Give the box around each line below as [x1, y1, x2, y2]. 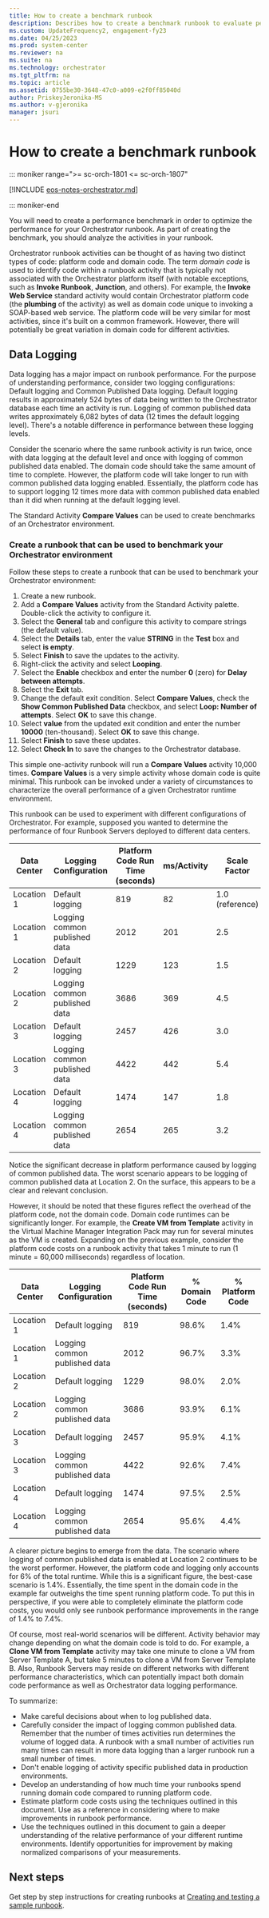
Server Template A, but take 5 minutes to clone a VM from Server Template [9, 1655, 256, 1664]
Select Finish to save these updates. [20, 736, 141, 745]
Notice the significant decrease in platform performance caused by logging [9, 1161, 257, 1170]
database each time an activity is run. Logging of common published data [9, 403, 251, 413]
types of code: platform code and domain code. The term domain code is [9, 257, 251, 266]
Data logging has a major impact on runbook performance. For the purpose [9, 369, 256, 378]
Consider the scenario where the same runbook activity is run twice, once [9, 444, 252, 454]
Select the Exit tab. [20, 685, 84, 694]
